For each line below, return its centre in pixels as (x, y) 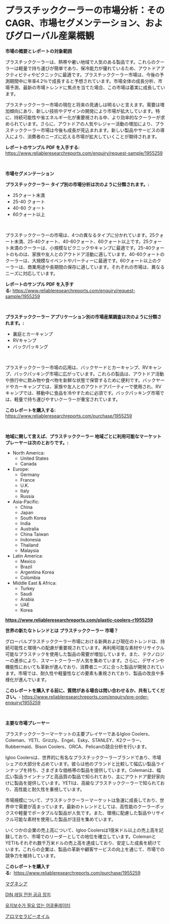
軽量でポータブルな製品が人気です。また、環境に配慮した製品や (85, 813)
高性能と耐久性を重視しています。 (49, 789)
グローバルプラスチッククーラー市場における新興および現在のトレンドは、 (83, 641)
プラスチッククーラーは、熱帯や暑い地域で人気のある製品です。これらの (80, 62)
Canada (28, 464)
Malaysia (29, 550)
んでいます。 (36, 680)
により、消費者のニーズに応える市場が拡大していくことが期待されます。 (84, 136)
